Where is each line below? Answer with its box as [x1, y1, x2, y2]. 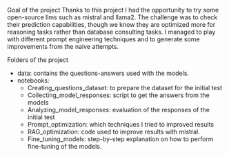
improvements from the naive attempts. [7, 43, 119, 50]
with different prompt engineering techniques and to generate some [7, 35, 200, 43]
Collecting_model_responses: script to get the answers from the [27, 91, 210, 99]
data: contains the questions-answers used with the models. [17, 69, 190, 77]
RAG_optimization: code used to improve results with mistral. [27, 127, 200, 136]
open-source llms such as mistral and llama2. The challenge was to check [7, 13, 218, 21]
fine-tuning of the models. [27, 143, 102, 150]
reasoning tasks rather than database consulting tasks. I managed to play [7, 28, 216, 36]
